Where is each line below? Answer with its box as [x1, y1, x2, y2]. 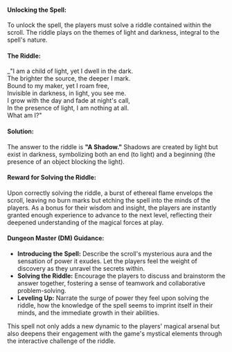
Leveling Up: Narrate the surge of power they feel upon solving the [17, 294, 209, 302]
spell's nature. [7, 35, 48, 44]
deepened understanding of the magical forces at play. [7, 218, 164, 226]
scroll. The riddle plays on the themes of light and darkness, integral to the [7, 28, 220, 37]
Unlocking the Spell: [7, 6, 67, 14]
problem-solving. [17, 287, 67, 295]
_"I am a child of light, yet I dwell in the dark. [7, 67, 134, 76]
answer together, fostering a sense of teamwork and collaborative [17, 279, 206, 287]
